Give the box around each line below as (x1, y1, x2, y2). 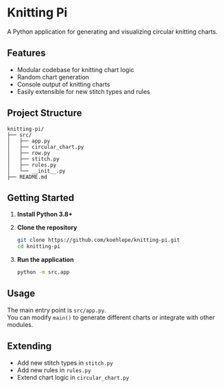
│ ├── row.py (7, 149, 51, 156)
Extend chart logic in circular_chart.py (16, 373, 129, 381)
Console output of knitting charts (16, 80, 111, 88)
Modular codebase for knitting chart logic (16, 65, 135, 73)
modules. (7, 320, 34, 328)
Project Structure (7, 108, 82, 119)
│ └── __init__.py (7, 167, 66, 174)
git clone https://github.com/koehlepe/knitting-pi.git (16, 237, 180, 244)
